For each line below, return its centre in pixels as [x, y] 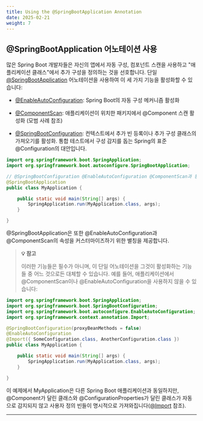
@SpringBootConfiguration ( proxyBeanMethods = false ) [74, 328]
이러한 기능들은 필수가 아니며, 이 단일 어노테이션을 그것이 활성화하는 [101, 266]
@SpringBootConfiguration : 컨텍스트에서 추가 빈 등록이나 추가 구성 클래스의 [106, 133]
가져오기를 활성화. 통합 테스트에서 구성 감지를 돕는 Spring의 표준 [91, 141]
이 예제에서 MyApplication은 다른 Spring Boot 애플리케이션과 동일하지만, [93, 390]
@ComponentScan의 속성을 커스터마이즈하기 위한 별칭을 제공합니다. [88, 241]
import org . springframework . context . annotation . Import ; [78, 317]
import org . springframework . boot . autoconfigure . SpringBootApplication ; [98, 166]
